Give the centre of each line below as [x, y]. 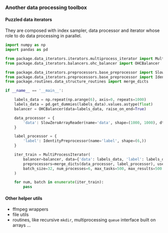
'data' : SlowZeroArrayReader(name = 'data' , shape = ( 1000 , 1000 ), [90, 122]
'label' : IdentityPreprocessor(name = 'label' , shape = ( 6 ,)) [85, 141]
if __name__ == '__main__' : [34, 91]
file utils [20, 214]
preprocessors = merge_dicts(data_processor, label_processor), [89, 164]
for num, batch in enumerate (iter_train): [59, 182]
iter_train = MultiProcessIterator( [52, 154]
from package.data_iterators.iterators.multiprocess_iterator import [79, 58]
